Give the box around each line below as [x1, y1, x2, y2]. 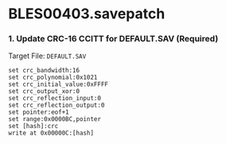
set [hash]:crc [8, 123, 59, 130]
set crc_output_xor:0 [8, 88, 80, 95]
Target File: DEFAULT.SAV [8, 51, 87, 60]
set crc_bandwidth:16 [8, 67, 80, 75]
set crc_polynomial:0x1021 [8, 73, 98, 82]
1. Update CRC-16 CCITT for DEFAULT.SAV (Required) [8, 33, 219, 45]
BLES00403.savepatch [8, 5, 166, 23]
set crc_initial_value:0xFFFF [8, 80, 109, 88]
